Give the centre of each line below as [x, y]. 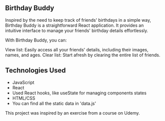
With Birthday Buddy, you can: [36, 40]
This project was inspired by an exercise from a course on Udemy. [73, 113]
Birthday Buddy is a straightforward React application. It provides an [75, 25]
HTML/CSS [24, 98]
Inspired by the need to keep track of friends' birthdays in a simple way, [78, 20]
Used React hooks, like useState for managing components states [79, 93]
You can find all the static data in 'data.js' [54, 103]
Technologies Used [35, 70]
